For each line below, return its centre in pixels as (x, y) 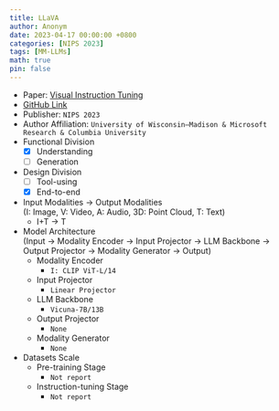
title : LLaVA (34, 18)
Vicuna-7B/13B (77, 310)
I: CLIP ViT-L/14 (83, 271)
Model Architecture (59, 232)
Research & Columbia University (84, 132)
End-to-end (58, 192)
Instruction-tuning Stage (82, 387)
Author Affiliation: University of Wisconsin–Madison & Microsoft (145, 123)
